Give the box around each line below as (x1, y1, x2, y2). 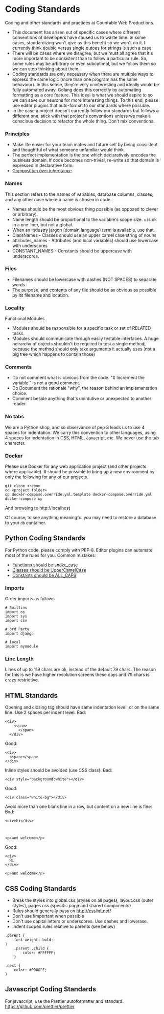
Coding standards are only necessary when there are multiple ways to (12, 71, 154, 77)
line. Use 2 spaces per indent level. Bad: (5, 709, 87, 715)
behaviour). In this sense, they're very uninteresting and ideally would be (12, 81, 159, 87)
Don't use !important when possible (12, 913, 84, 919)
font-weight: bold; (14, 937, 54, 943)
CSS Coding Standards (5, 884, 76, 892)
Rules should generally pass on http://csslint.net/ (12, 908, 111, 914)
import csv (5, 618, 27, 623)
